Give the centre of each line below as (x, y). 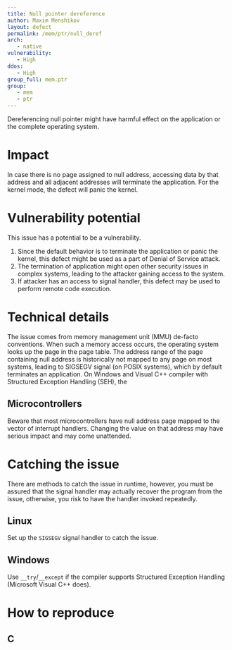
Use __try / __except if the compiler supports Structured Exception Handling (116, 577)
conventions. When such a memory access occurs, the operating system (113, 344)
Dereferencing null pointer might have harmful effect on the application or (114, 119)
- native (29, 47)
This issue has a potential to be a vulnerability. (75, 238)
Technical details (58, 317)
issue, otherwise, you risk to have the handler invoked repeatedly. (103, 498)
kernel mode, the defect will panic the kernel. (73, 189)
